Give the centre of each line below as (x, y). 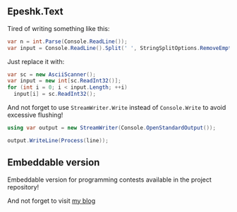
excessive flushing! (35, 115)
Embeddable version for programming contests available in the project (109, 180)
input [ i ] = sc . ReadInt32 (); (55, 94)
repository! (23, 187)
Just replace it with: (36, 61)
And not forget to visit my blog (51, 201)
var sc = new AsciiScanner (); (52, 74)
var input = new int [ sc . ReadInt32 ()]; (64, 81)
